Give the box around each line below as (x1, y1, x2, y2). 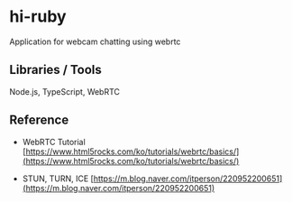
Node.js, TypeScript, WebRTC (9, 86, 120, 96)
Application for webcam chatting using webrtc (9, 36, 181, 47)
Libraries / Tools (9, 62, 102, 78)
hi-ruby (9, 6, 67, 27)
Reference (9, 113, 69, 128)
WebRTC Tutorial (22, 136, 86, 147)
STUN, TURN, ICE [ (22, 173, 95, 184)
